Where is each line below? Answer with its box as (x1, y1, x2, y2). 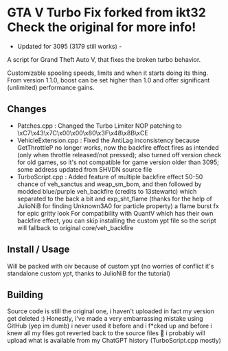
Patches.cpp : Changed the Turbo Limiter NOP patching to (16, 122, 182, 130)
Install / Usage (7, 244, 70, 256)
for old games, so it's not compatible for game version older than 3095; (16, 158, 220, 166)
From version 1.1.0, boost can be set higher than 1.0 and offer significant (7, 76, 210, 84)
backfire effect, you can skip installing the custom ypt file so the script (16, 216, 216, 225)
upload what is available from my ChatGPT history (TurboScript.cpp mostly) (7, 337, 222, 345)
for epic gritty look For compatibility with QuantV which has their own (16, 209, 214, 217)
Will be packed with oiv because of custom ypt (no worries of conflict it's (7, 262, 214, 270)
